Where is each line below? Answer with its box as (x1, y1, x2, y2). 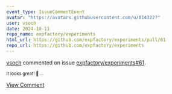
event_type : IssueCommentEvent (6, 8, 85, 15)
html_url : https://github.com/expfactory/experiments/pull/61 (6, 37, 166, 43)
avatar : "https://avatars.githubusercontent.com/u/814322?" (6, 14, 161, 20)
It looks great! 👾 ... (6, 70, 44, 77)
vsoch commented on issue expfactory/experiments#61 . (6, 58, 146, 66)
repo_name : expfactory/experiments (6, 31, 96, 37)
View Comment (6, 81, 45, 88)
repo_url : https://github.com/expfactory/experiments (6, 43, 145, 49)
